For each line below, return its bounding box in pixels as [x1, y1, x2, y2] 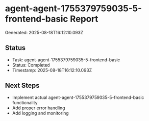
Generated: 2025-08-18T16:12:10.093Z [5, 29, 83, 35]
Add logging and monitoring [12, 110, 69, 116]
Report [70, 13, 99, 24]
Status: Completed [12, 62, 50, 68]
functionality [12, 99, 38, 105]
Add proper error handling [12, 105, 65, 111]
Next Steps [5, 81, 40, 90]
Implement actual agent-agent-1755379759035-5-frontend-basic [12, 94, 145, 100]
